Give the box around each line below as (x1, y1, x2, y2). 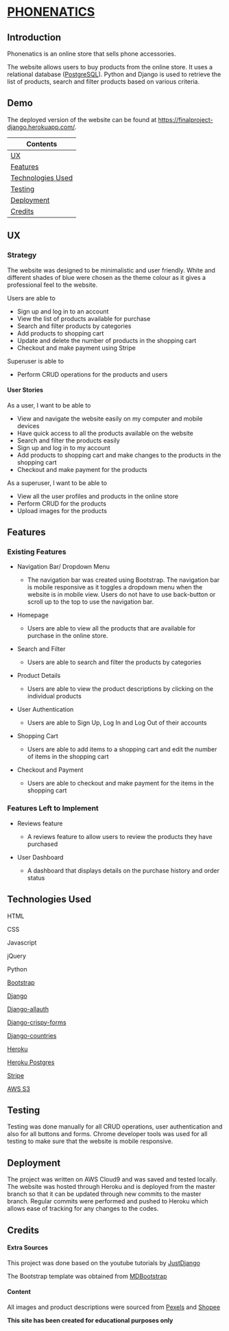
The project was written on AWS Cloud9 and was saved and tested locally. (7, 1175, 217, 1183)
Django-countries (7, 1031, 57, 1039)
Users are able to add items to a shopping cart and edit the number (27, 745, 217, 753)
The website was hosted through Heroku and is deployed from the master (7, 1183, 216, 1191)
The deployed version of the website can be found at (7, 115, 157, 123)
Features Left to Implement (7, 803, 99, 813)
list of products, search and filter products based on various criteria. (7, 78, 200, 86)
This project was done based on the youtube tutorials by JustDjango (7, 1258, 201, 1267)
